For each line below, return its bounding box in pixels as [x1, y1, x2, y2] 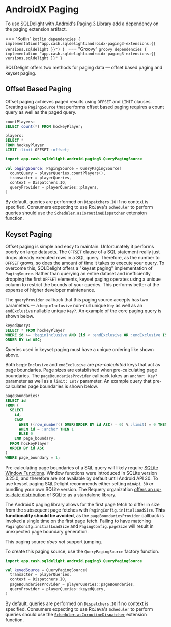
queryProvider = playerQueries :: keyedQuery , [10, 587, 106, 592]
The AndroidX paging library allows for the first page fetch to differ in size [5, 501, 160, 507]
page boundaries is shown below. [27, 383, 98, 389]
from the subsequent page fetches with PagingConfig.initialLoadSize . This [5, 507, 165, 513]
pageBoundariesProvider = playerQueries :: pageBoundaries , [10, 582, 136, 587]
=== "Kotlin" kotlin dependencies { [5, 36, 80, 42]
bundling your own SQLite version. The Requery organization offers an [5, 486, 153, 492]
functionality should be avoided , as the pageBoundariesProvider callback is [5, 512, 164, 518]
